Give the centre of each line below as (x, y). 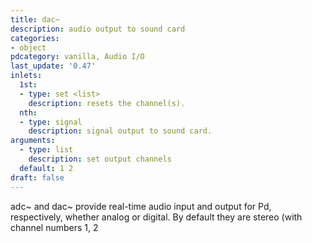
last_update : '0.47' (53, 66)
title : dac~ (35, 19)
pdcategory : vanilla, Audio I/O (77, 57)
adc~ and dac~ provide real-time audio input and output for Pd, (141, 206)
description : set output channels (100, 159)
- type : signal (51, 122)
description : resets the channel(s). (107, 103)
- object (28, 47)
